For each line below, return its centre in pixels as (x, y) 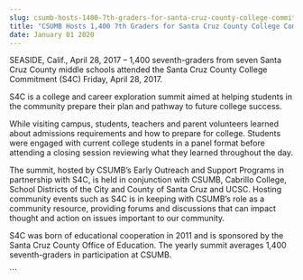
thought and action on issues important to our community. (117, 219)
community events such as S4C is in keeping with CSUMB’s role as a (137, 199)
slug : (19, 18)
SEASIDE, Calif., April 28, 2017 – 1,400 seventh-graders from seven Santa (146, 61)
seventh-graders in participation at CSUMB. (91, 255)
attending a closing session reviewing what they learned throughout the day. (151, 153)
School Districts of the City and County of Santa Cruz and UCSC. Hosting (146, 190)
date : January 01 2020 (52, 34)
